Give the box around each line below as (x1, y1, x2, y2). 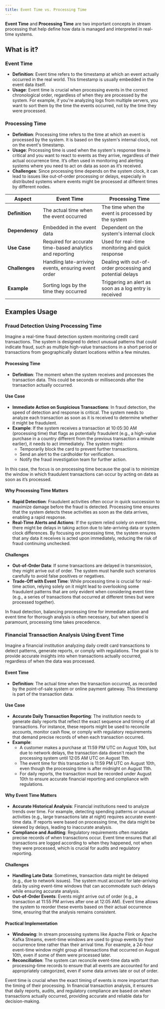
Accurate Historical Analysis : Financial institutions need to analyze (12, 803, 149, 809)
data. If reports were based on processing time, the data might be (22, 819, 156, 825)
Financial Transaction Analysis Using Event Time (5, 632, 124, 639)
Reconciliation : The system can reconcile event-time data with (12, 957, 140, 963)
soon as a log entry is (101, 285, 151, 292)
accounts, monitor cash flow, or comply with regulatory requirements (12, 729, 152, 734)
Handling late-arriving (43, 258, 94, 265)
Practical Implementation (5, 920, 58, 926)
